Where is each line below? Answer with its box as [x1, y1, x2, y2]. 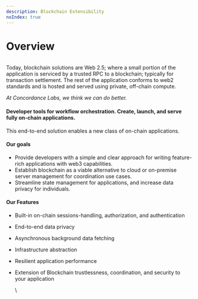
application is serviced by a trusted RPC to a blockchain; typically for [6, 70, 174, 77]
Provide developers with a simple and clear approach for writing [14, 154, 171, 161]
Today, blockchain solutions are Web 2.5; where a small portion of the [6, 64, 176, 71]
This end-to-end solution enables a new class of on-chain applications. [6, 127, 180, 134]
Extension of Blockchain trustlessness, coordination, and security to [14, 269, 180, 276]
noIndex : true [6, 14, 41, 20]
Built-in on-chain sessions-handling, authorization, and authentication [14, 212, 185, 219]
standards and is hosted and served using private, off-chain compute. [6, 83, 176, 90]
